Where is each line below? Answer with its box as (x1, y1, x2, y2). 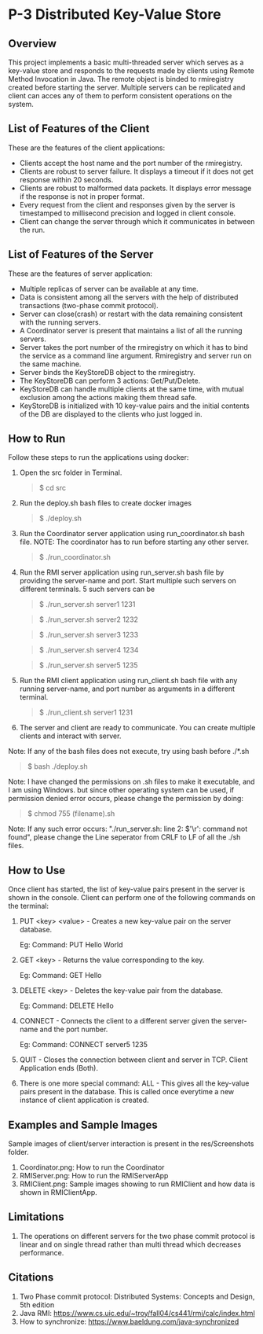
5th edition (19, 1299, 55, 1310)
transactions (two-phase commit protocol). (19, 300, 159, 310)
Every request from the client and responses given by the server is (19, 200, 236, 209)
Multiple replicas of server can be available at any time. (19, 284, 199, 293)
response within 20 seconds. (19, 175, 114, 184)
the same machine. (19, 359, 82, 369)
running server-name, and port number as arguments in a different (19, 684, 236, 693)
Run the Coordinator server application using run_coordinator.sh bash (19, 529, 245, 538)
